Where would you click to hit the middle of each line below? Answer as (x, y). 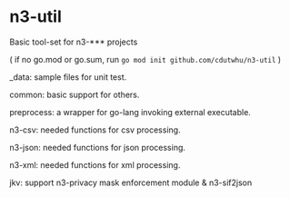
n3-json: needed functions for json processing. (98, 147)
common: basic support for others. (75, 94)
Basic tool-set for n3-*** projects (74, 42)
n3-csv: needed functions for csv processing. (95, 130)
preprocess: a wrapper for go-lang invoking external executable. (130, 112)
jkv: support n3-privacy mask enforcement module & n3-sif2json (131, 182)
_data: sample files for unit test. (68, 77)
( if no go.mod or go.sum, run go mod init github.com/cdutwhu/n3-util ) (145, 59)
